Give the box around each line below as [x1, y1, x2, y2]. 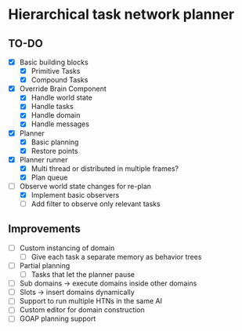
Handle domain [31, 111, 81, 120]
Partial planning [19, 261, 70, 270]
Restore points [31, 146, 78, 155]
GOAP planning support [19, 314, 96, 323]
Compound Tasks [31, 75, 88, 85]
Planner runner [19, 155, 68, 164]
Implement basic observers [31, 190, 120, 199]
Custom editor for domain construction [19, 305, 145, 315]
